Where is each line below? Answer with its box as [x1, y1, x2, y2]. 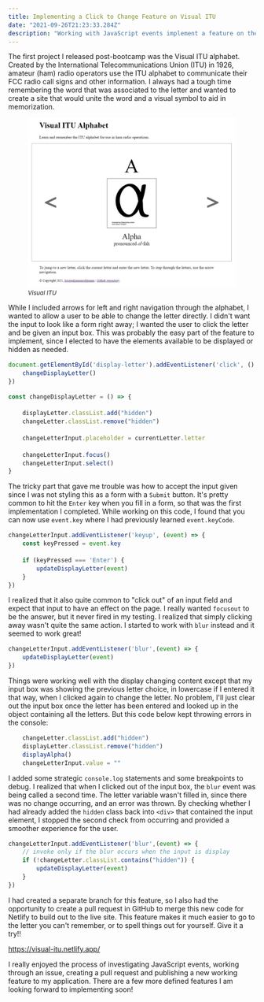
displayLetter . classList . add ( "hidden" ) [22, 410, 153, 417]
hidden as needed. [8, 344, 69, 354]
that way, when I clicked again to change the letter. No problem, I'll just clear [8, 693, 255, 702]
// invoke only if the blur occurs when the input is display [22, 848, 230, 856]
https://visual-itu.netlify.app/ [8, 944, 101, 953]
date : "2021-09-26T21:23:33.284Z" [8, 20, 122, 29]
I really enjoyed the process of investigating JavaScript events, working [8, 959, 240, 969]
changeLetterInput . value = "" [22, 759, 122, 767]
